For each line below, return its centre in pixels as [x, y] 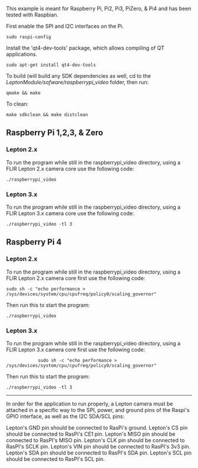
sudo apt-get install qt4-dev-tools [51, 65]
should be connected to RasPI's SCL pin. [55, 459]
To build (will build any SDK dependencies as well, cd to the [79, 76]
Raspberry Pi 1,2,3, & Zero [55, 133]
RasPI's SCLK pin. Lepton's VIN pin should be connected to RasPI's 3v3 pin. [98, 446]
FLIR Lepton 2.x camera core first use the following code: [76, 278]
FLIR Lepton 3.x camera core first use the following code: [76, 350]
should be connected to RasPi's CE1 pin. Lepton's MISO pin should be [91, 434]
